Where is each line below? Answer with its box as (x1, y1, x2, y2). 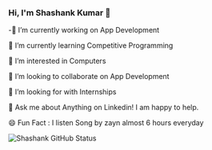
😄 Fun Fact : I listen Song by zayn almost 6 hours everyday (8, 118, 204, 128)
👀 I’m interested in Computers (8, 56, 106, 66)
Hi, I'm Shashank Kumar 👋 (8, 7, 111, 18)
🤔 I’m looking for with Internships (8, 87, 117, 97)
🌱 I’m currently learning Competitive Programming (8, 41, 174, 50)
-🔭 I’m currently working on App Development (8, 26, 160, 35)
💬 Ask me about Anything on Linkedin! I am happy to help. (8, 103, 199, 112)
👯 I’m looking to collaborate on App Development (8, 72, 170, 81)
